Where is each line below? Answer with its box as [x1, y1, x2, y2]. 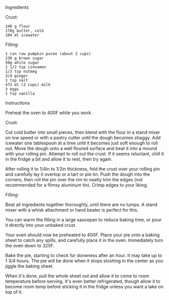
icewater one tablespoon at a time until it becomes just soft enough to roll [5, 140, 158, 146]
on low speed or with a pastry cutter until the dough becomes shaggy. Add [5, 135, 161, 140]
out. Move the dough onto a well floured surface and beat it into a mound [5, 145, 157, 151]
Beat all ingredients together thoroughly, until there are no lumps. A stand [5, 202, 158, 208]
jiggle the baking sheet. [5, 263, 54, 269]
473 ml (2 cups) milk [5, 82, 51, 87]
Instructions [5, 100, 30, 106]
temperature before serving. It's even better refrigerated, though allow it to [5, 278, 160, 284]
